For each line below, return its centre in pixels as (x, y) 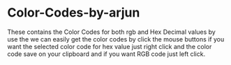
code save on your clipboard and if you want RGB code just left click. (106, 54)
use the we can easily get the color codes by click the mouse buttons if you (116, 39)
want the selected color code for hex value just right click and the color (110, 46)
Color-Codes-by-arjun (74, 13)
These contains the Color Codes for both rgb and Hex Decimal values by (112, 32)
